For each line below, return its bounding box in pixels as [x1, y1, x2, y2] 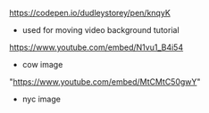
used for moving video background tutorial [21, 25, 180, 35]
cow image [21, 60, 63, 69]
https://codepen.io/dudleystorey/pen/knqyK [9, 8, 171, 18]
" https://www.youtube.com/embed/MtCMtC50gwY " [9, 77, 201, 87]
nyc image [21, 93, 61, 104]
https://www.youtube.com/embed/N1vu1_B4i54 [9, 42, 184, 52]
